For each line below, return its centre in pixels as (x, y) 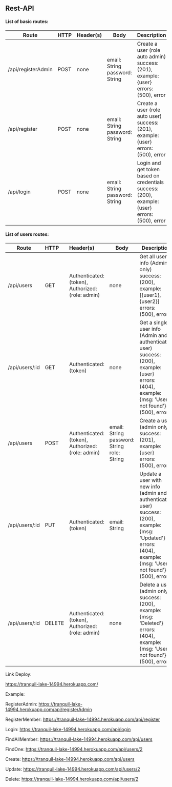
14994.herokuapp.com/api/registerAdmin (49, 709)
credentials (150, 182)
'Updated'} (152, 538)
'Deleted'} (152, 623)
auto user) (149, 116)
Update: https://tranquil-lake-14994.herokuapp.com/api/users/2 (73, 769)
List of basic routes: (27, 21)
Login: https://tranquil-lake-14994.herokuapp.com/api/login (68, 729)
